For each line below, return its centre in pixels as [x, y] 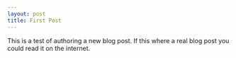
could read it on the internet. [49, 48]
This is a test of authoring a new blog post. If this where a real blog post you [118, 40]
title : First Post [34, 21]
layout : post [27, 14]
